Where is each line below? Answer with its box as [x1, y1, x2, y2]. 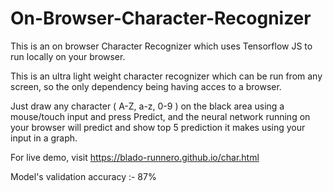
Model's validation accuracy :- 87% [10, 170, 157, 182]
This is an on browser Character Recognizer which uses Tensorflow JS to [10, 40, 313, 52]
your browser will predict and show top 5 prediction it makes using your [10, 121, 306, 133]
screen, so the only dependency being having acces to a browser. [10, 80, 282, 92]
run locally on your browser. [10, 50, 126, 62]
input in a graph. [10, 132, 78, 144]
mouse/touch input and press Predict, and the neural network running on [10, 110, 311, 122]
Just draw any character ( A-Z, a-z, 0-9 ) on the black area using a [10, 100, 285, 112]
